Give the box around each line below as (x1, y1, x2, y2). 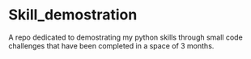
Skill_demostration (8, 6, 138, 24)
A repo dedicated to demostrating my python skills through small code (8, 32, 243, 42)
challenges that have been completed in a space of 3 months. (8, 40, 215, 50)
